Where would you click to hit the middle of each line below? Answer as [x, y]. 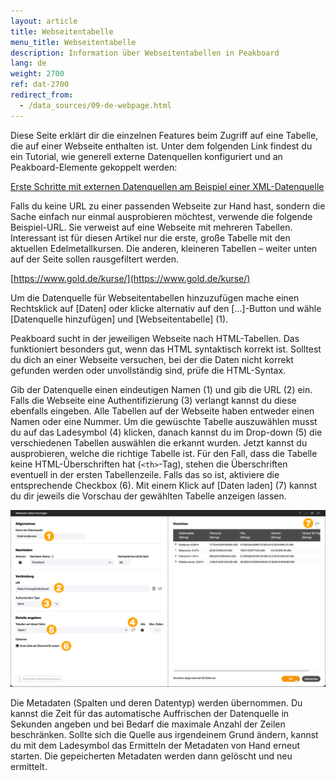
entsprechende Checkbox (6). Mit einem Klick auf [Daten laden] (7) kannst [163, 485]
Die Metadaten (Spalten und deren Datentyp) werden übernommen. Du [156, 703]
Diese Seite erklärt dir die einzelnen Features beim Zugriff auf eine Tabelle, [164, 135]
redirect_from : [42, 95]
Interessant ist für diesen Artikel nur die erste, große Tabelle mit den [150, 237]
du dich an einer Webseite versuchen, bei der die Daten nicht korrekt [152, 359]
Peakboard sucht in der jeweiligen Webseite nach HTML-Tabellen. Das [155, 338]
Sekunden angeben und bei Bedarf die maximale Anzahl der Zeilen [148, 724]
